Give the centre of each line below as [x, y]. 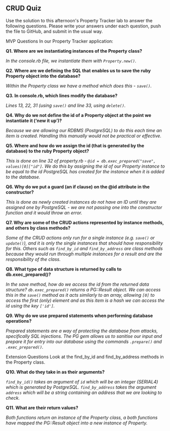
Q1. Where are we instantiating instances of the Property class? [74, 51]
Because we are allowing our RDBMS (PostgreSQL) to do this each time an [84, 130]
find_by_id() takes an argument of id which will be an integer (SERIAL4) [82, 381]
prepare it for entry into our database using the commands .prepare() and [84, 341]
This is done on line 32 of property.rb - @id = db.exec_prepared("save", [81, 161]
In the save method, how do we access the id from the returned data [77, 284]
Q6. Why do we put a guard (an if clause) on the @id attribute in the [78, 186]
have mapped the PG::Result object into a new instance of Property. [77, 423]
